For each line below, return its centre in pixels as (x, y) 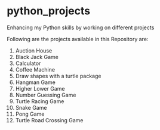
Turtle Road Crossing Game (49, 120)
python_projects (49, 11)
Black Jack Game (37, 57)
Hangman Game (35, 82)
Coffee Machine (35, 69)
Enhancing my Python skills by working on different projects (81, 27)
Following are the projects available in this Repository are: (78, 39)
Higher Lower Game (40, 88)
